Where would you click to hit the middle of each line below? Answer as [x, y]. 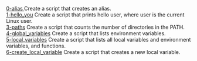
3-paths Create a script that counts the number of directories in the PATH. [95, 27]
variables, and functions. [36, 46]
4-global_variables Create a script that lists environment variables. [86, 33]
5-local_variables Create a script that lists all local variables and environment [98, 40]
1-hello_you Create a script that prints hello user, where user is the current [95, 15]
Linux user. [19, 21]
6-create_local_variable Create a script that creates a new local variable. [93, 52]
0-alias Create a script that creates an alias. [59, 9]
